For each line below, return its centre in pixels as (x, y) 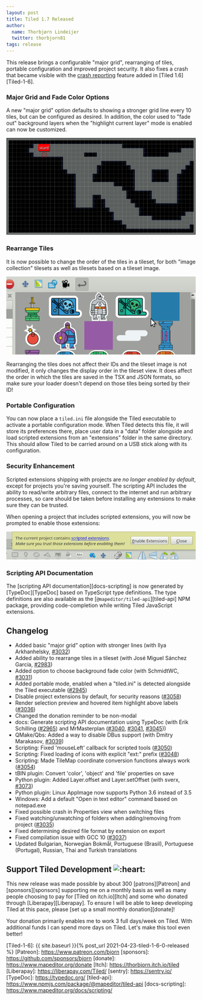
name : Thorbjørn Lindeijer (45, 32)
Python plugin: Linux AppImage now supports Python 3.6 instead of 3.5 (103, 793)
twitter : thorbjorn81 (39, 38)
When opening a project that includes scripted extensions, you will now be (99, 517)
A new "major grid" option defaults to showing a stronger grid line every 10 (99, 110)
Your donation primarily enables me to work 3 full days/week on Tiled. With (99, 921)
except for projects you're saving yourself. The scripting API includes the (96, 486)
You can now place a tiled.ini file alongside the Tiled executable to (91, 418)
